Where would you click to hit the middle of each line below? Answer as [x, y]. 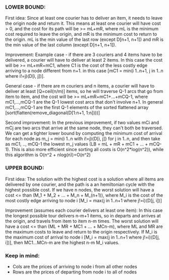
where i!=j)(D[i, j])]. [25, 76]
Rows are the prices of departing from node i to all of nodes [75, 272]
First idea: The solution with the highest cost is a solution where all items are [84, 179]
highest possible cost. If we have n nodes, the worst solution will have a [80, 190]
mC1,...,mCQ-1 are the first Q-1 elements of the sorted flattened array [77, 108]
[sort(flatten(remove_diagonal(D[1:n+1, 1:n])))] [52, 113]
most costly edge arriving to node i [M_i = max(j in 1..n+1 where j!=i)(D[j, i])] [84, 200]
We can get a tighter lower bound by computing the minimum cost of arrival [84, 133]
